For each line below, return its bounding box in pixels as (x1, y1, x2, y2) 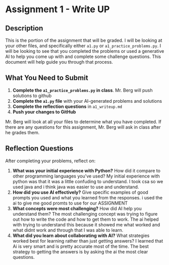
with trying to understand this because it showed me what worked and (12, 221, 160, 227)
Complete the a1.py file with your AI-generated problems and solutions (12, 98, 162, 104)
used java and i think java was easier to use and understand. (12, 184, 140, 190)
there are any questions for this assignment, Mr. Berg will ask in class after (5, 124, 161, 130)
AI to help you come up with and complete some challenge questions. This (5, 53, 161, 60)
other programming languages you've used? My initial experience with (12, 173, 160, 179)
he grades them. (5, 129, 40, 135)
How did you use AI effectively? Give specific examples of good (12, 189, 149, 195)
